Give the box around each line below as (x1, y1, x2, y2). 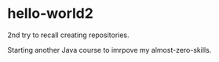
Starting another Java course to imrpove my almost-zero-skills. (7, 45, 212, 54)
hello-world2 (7, 5, 93, 22)
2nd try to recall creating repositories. (7, 30, 130, 40)
